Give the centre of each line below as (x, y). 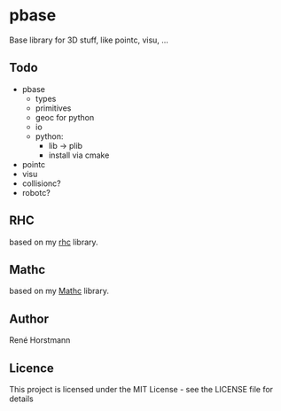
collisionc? (41, 183)
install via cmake (79, 155)
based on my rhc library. (54, 242)
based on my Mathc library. (59, 291)
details (21, 399)
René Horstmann (40, 340)
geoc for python (65, 117)
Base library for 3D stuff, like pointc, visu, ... (89, 40)
